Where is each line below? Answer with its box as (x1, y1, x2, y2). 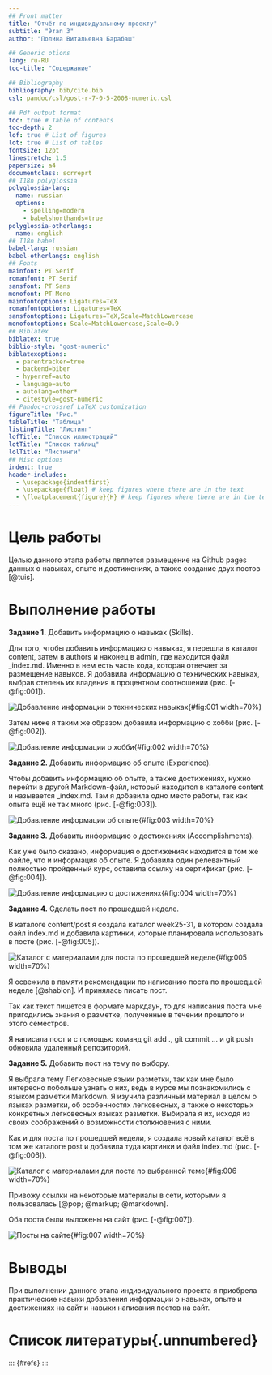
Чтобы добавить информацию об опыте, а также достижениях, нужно (8, 773, 251, 783)
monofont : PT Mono (8, 290, 70, 298)
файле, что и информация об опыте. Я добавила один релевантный (8, 855, 241, 865)
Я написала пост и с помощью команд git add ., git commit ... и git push (8, 1033, 253, 1043)
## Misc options (8, 455, 63, 463)
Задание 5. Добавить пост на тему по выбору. (8, 1058, 170, 1068)
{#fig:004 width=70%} (161, 887, 237, 897)
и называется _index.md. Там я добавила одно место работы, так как (8, 790, 248, 800)
